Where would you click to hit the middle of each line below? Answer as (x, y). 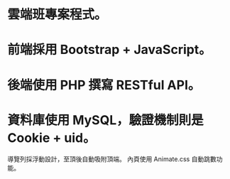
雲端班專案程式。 (57, 15)
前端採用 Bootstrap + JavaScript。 (109, 50)
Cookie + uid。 (51, 137)
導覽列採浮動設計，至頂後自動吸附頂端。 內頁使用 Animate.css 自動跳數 (112, 159)
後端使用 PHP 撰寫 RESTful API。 (104, 85)
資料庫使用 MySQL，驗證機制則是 (105, 120)
